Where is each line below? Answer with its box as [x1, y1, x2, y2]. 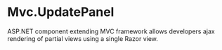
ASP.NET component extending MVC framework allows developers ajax [7, 27, 216, 35]
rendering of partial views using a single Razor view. [7, 34, 158, 42]
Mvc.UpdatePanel [7, 4, 115, 20]
